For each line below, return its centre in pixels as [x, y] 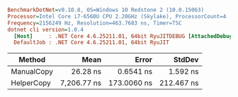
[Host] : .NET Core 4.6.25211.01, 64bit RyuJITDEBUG [100, 36]
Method [32, 60]
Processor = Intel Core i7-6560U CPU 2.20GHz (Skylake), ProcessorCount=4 [117, 16]
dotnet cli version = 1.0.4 [45, 30]
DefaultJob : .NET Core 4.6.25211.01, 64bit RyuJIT [92, 43]
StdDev [186, 60]
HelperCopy [31, 83]
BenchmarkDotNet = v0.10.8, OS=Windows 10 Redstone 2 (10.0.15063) [106, 10]
